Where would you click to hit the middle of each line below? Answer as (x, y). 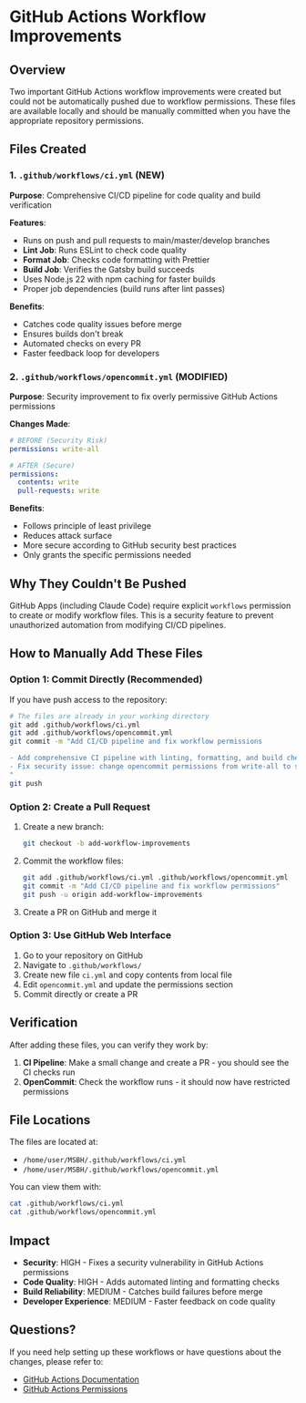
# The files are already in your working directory (109, 716)
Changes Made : (40, 423)
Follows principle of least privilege (87, 526)
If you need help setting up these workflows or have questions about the (146, 1352)
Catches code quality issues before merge (102, 324)
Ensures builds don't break (73, 334)
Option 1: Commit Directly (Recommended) (106, 679)
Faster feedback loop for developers (91, 353)
